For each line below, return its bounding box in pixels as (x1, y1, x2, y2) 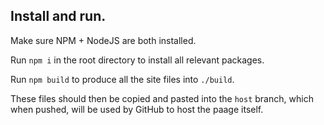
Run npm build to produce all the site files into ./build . (10, 73, 235, 85)
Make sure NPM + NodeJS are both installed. (10, 34, 197, 46)
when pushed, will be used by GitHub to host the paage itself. (10, 103, 264, 115)
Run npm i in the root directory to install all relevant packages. (10, 54, 265, 66)
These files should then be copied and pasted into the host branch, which (10, 92, 314, 104)
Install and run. (10, 8, 107, 25)
